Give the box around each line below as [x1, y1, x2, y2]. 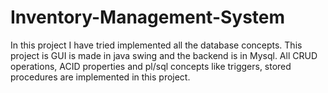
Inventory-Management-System [10, 6, 286, 29]
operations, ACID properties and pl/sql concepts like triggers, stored [10, 60, 292, 72]
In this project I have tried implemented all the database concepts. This [10, 39, 303, 51]
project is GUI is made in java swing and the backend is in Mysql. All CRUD [10, 49, 318, 61]
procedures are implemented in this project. [10, 71, 191, 83]
